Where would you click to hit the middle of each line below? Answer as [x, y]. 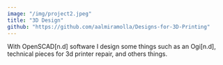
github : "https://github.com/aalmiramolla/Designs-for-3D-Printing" [109, 27]
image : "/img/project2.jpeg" [49, 14]
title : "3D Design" [36, 20]
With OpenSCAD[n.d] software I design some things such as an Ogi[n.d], [111, 47]
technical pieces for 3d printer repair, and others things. [87, 54]
